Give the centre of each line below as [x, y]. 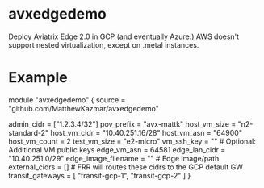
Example [38, 78]
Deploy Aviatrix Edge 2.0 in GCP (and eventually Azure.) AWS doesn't [124, 36]
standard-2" [29, 132]
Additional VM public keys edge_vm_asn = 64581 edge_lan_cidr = [117, 149]
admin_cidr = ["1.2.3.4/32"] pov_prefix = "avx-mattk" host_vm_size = [122, 124]
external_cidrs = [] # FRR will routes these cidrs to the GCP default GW [126, 167]
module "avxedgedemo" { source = [67, 100]
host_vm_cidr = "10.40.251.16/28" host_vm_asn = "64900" [146, 132]
